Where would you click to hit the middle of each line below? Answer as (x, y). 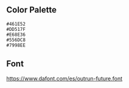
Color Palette (31, 10)
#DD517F (16, 29)
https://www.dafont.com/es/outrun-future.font (64, 78)
